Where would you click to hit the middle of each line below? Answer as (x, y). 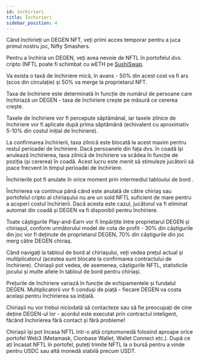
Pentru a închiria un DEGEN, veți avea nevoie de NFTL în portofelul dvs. (94, 58)
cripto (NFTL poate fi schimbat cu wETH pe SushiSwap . (75, 64)
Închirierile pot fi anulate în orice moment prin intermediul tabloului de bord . (100, 180)
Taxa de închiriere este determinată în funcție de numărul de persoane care (99, 94)
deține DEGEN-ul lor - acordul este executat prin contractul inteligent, (92, 314)
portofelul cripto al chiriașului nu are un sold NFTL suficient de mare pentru (99, 198)
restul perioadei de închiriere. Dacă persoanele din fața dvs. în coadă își (95, 149)
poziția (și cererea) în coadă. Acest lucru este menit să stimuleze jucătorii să (100, 162)
